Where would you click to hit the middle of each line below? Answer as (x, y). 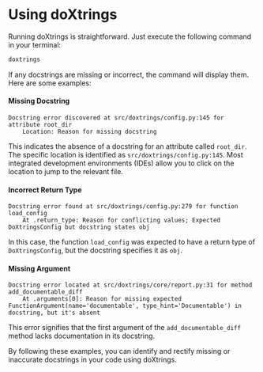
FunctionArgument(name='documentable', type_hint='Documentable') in (125, 306)
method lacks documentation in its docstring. (82, 336)
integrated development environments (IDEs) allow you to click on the (121, 163)
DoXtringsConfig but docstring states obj (79, 227)
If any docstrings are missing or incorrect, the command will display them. (129, 74)
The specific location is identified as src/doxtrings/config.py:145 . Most (126, 155)
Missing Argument (39, 268)
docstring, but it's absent (54, 313)
